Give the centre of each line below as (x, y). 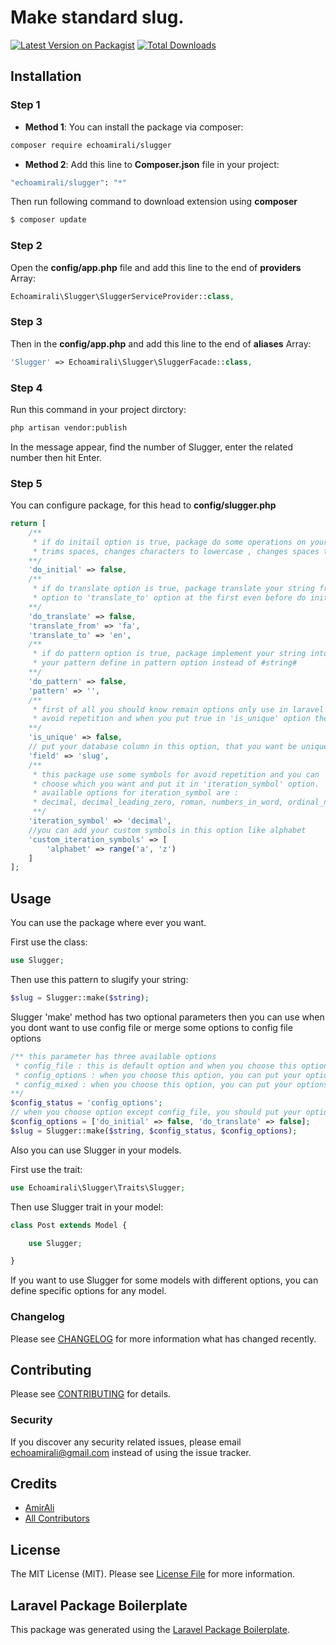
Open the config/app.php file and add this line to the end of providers (156, 267)
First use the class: (49, 942)
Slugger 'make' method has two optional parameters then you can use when (167, 1017)
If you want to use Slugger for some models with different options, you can (164, 1280)
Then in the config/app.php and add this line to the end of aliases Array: (161, 343)
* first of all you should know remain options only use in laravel (178, 709)
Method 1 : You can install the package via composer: (134, 127)
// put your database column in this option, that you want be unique (178, 747)
